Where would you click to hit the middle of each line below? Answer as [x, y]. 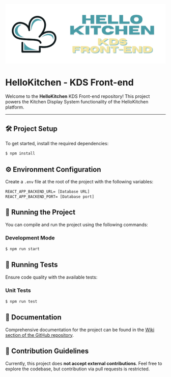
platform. [15, 107]
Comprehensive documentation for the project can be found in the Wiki [80, 330]
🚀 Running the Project [40, 212]
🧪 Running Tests [32, 265]
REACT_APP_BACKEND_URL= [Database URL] [48, 192]
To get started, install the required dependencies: [57, 144]
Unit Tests [18, 290]
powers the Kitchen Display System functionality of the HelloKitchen [77, 102]
